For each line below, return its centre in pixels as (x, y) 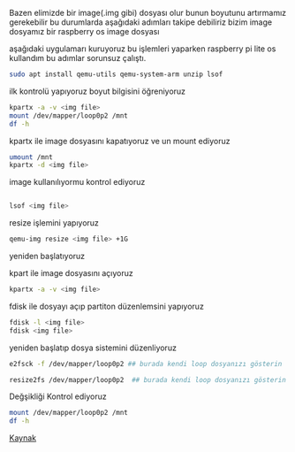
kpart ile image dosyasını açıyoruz (72, 273)
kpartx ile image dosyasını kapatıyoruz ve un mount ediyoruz (120, 141)
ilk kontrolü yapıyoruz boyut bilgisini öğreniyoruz (98, 91)
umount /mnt (31, 157)
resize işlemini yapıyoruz (54, 223)
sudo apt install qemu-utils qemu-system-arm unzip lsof (116, 74)
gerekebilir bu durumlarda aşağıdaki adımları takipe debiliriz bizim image (140, 22)
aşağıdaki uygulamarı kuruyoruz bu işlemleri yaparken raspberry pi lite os (143, 49)
